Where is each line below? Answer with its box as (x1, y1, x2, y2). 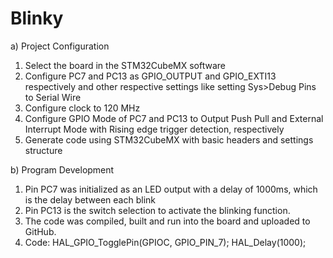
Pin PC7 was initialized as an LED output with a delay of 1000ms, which (24, 183, 318, 195)
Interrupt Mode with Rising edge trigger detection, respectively (24, 123, 285, 135)
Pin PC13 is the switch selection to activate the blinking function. (24, 204, 291, 216)
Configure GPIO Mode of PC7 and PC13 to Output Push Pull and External (24, 112, 324, 124)
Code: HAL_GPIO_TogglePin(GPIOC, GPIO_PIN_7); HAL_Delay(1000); (24, 236, 307, 248)
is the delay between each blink (24, 193, 156, 206)
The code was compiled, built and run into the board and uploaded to (24, 215, 311, 227)
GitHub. (24, 225, 57, 237)
